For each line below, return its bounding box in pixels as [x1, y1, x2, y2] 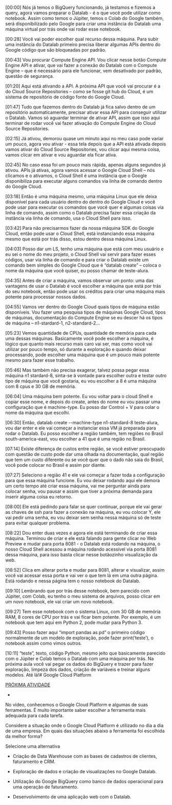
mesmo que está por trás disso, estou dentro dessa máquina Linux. [5, 236, 147, 242]
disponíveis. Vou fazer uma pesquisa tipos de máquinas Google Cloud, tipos [5, 309, 166, 315]
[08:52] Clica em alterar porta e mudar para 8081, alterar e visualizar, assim [5, 567, 165, 573]
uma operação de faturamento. [12, 784, 78, 790]
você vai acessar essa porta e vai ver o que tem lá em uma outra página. [5, 573, 159, 578]
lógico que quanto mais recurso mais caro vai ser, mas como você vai [5, 341, 153, 347]
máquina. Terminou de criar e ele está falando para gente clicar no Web [5, 535, 157, 541]
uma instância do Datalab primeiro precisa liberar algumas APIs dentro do [5, 41, 161, 48]
